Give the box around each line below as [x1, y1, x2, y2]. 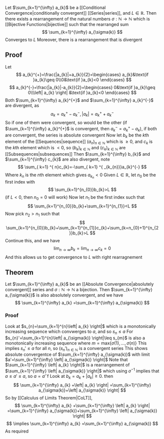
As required [5, 428, 29, 434]
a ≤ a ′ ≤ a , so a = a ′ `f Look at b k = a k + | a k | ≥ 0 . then [5, 373, 114, 380]
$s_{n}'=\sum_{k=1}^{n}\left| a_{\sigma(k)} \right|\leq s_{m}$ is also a [5, 335, 145, 341]
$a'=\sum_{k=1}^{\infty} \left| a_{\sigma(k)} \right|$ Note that [5, 357, 128, 363]
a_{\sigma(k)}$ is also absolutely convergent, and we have [5, 292, 123, 298]
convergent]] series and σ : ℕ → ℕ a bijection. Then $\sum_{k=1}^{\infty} [5, 287, 153, 293]
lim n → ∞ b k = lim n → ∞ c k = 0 [53, 245, 111, 252]
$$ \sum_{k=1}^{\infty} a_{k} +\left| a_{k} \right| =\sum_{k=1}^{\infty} [13, 382, 152, 388]
